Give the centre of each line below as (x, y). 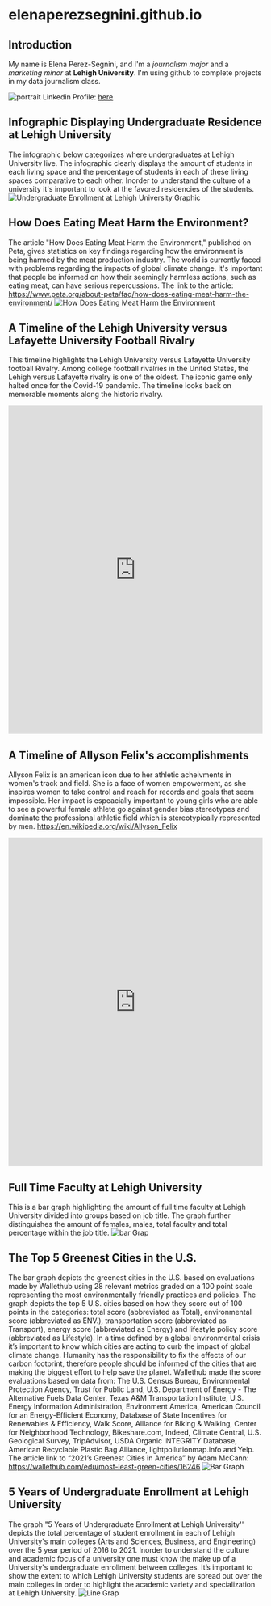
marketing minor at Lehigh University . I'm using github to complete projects (135, 73)
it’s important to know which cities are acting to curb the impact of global (129, 1346)
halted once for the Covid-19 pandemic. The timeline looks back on (120, 386)
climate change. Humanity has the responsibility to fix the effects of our (127, 1355)
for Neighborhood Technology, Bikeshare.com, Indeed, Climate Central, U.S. (135, 1432)
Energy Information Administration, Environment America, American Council (134, 1406)
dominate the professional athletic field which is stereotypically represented (134, 818)
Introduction (40, 45)
